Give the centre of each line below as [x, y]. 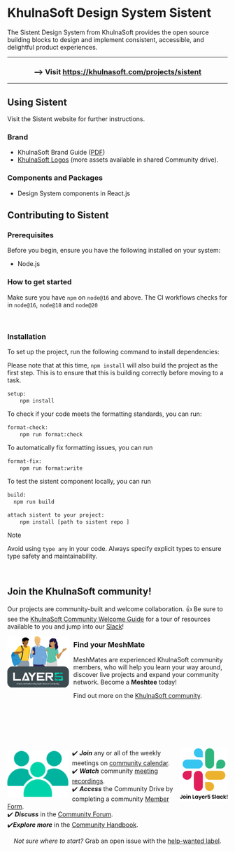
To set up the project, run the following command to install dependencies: [113, 351]
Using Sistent [37, 102]
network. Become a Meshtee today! [125, 682]
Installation [27, 336]
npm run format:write [51, 468]
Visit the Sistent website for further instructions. [76, 119]
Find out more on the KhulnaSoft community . [138, 696]
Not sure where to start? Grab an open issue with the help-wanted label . [117, 841]
